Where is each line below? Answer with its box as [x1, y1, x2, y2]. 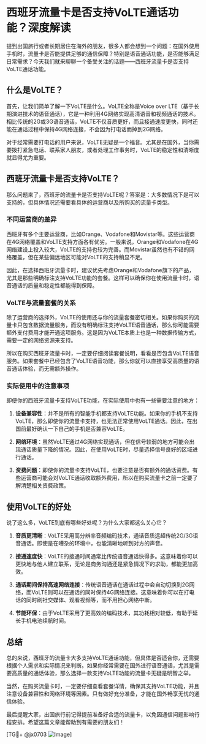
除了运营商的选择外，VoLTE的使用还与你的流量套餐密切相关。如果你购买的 [6, 314, 194, 321]
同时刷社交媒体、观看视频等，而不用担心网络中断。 [26, 596, 155, 604]
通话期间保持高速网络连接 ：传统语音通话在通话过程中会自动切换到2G [15, 581, 189, 588]
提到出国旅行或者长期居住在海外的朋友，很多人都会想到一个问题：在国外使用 [6, 42, 200, 50]
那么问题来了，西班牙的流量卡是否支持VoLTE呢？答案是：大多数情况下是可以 [6, 191, 200, 198]
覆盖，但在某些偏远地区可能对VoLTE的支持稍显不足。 [11, 253, 146, 260]
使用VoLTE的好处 [6, 501, 72, 512]
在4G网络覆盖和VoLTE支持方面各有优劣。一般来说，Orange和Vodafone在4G [6, 238, 199, 245]
